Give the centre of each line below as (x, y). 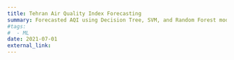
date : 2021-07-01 (32, 39)
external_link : (29, 46)
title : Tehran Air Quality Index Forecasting (74, 13)
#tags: (17, 26)
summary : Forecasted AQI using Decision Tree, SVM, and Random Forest (112, 20)
